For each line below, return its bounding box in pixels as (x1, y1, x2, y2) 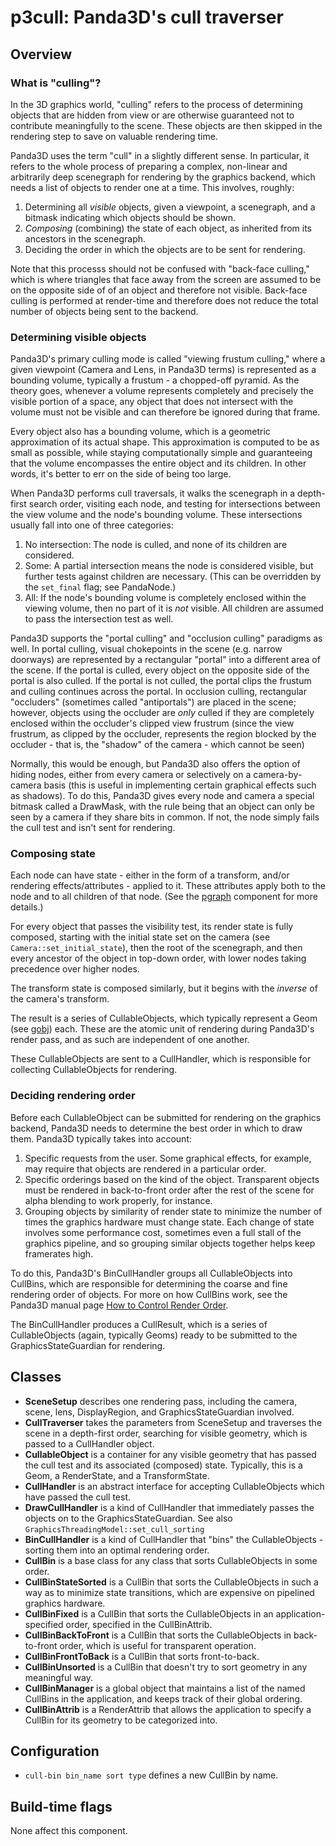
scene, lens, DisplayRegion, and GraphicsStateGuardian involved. (24, 1406, 295, 1418)
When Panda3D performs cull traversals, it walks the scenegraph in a (10, 487, 296, 500)
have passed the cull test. (24, 1491, 132, 1503)
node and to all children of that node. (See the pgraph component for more (10, 891, 318, 903)
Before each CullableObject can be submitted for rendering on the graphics (10, 1111, 322, 1123)
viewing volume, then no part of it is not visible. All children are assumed (24, 602, 324, 615)
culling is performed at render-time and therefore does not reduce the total (10, 294, 319, 306)
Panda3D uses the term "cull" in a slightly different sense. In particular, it (10, 149, 310, 161)
